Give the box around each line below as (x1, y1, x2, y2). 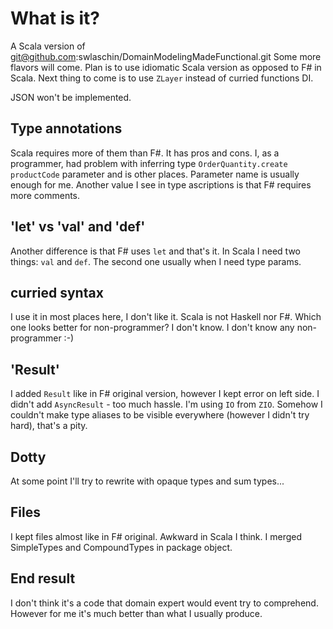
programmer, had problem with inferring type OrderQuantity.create (10, 157, 288, 169)
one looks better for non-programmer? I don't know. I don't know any (10, 322, 295, 334)
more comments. (10, 189, 81, 201)
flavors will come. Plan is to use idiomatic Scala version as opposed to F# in (10, 61, 322, 73)
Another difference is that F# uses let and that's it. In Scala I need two (10, 245, 301, 257)
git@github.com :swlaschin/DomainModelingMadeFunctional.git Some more (10, 50, 322, 62)
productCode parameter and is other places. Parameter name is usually (10, 168, 300, 180)
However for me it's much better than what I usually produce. (10, 607, 263, 619)
